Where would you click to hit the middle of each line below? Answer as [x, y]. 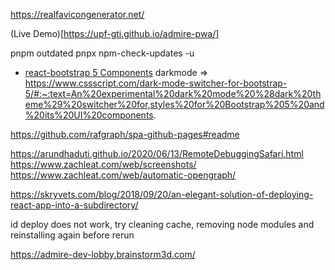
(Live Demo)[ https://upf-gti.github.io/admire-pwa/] [115, 33]
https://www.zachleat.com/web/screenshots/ [103, 164]
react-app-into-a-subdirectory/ [74, 205]
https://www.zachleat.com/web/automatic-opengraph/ [123, 175]
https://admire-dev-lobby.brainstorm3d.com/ [103, 254]
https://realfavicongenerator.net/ [77, 14]
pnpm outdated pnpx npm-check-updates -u [102, 53]
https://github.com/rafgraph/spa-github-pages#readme [125, 134]
